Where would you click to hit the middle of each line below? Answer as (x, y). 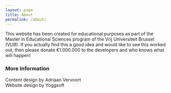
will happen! (18, 55)
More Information (27, 69)
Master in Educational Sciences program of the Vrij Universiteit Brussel (80, 39)
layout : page (19, 10)
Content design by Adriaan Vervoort (43, 80)
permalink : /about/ (26, 19)
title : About (19, 15)
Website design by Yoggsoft (35, 85)
